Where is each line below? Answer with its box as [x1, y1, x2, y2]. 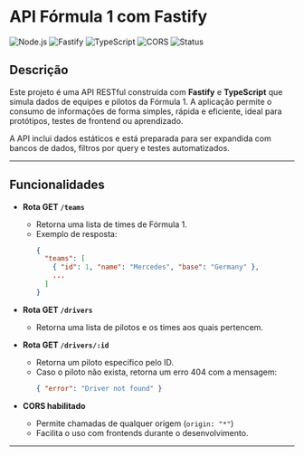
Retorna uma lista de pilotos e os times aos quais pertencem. [35, 321, 264, 332]
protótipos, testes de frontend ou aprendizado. [9, 115, 184, 126]
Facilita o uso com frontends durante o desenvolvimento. [35, 427, 249, 438]
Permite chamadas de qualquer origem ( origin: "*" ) [35, 418, 234, 429]
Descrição [9, 62, 69, 78]
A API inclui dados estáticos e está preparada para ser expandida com [9, 133, 271, 144]
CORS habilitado [22, 400, 86, 411]
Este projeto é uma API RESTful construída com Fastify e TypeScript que [9, 86, 283, 97]
